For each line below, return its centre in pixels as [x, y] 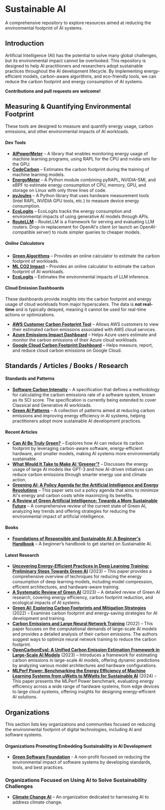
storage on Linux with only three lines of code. [59, 190]
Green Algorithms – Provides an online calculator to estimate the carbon [86, 256]
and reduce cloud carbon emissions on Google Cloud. [67, 350]
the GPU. [21, 164]
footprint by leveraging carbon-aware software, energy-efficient [77, 448]
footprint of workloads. [35, 261]
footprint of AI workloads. [38, 271]
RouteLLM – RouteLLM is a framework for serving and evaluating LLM [83, 221]
